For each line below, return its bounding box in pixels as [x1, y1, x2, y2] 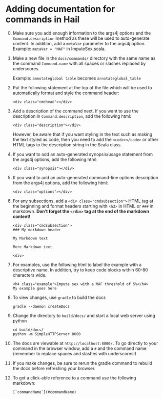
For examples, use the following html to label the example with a [12, 262, 142, 267]
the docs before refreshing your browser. [12, 365, 96, 371]
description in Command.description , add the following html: [12, 113, 131, 119]
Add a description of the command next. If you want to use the [12, 108, 139, 114]
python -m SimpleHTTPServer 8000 [12, 331, 81, 337]
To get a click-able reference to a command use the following [12, 374, 136, 381]
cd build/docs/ [12, 327, 44, 332]
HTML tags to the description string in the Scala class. [12, 141, 122, 148]
